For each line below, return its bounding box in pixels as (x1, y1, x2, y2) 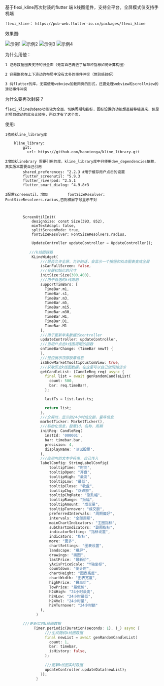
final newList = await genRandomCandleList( (44, 635, 138, 640)
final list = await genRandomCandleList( (44, 374, 131, 379)
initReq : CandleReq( (40, 429, 83, 433)
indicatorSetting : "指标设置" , (49, 529, 111, 535)
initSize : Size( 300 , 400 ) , (40, 273, 92, 278)
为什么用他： (5, 51, 31, 57)
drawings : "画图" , (49, 553, 86, 557)
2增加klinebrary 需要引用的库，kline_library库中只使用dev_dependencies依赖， (5, 159, 158, 164)
